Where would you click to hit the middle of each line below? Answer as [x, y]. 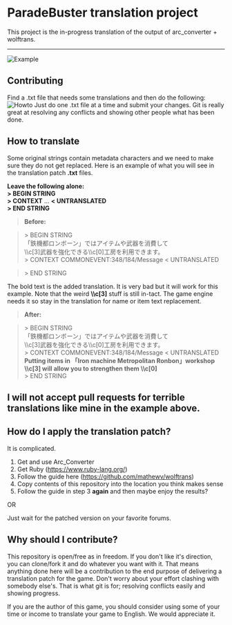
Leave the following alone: [46, 186]
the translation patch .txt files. [50, 172]
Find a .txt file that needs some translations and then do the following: [106, 97]
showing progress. [34, 593]
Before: [35, 221]
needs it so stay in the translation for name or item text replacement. [104, 301]
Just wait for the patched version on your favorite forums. [89, 518]
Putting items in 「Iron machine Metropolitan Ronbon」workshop [119, 360]
